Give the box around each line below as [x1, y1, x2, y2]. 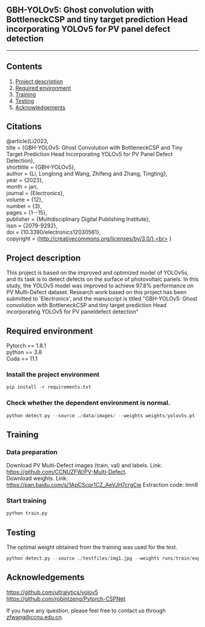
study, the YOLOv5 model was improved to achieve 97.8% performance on [6, 282, 194, 289]
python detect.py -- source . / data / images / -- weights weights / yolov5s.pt [6, 412, 195, 418]
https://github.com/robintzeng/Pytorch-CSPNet [6, 595, 126, 602]
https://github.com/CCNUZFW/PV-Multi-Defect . [6, 468, 127, 476]
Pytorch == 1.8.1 [6, 342, 46, 349]
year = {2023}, [6, 177, 44, 184]
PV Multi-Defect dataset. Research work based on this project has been [6, 289, 187, 296]
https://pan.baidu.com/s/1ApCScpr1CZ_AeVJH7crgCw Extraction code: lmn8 [6, 481, 198, 489]
